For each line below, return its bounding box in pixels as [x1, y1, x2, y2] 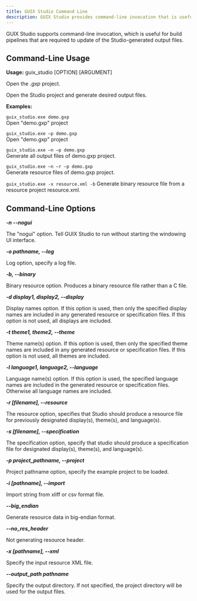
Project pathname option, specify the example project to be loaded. [6, 468, 169, 476]
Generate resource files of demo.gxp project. [6, 169, 116, 176]
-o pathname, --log [6, 248, 55, 255]
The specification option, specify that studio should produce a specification [6, 439, 189, 446]
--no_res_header [6, 525, 49, 532]
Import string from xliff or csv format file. [6, 491, 104, 498]
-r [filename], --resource [6, 399, 68, 406]
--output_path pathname [6, 571, 69, 578]
